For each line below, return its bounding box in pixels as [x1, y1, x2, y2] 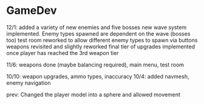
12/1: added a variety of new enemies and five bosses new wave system [6, 24, 187, 31]
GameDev [6, 4, 57, 18]
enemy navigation [6, 79, 51, 86]
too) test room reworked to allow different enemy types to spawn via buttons [6, 36, 198, 44]
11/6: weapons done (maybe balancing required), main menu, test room [6, 61, 184, 68]
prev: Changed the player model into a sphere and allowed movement [6, 91, 180, 98]
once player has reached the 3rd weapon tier [6, 49, 120, 56]
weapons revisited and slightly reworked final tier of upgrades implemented [6, 43, 195, 50]
